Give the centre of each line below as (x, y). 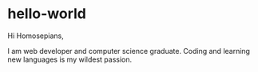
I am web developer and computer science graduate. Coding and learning (129, 51)
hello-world (47, 14)
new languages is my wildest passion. (70, 59)
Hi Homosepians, (36, 36)
